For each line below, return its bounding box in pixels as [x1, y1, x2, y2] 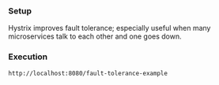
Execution [8, 51, 48, 62]
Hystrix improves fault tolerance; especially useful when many [8, 24, 211, 33]
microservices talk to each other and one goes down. [8, 31, 182, 41]
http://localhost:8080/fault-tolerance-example [8, 69, 168, 77]
